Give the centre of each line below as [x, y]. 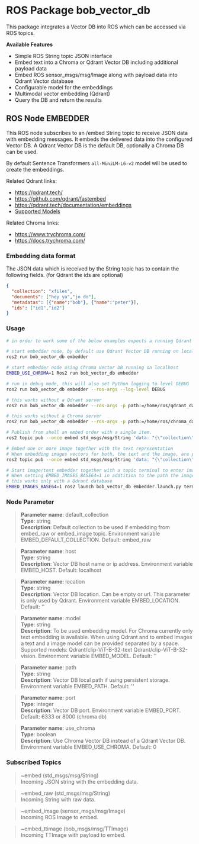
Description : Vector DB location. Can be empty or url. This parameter [105, 594]
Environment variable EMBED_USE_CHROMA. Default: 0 [89, 747]
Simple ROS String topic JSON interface [63, 56]
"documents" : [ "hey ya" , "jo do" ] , [54, 297]
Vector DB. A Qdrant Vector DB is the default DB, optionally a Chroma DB [95, 145]
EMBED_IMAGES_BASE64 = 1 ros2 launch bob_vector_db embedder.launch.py [94, 487]
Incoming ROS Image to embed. [60, 817]
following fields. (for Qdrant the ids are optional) [65, 275]
